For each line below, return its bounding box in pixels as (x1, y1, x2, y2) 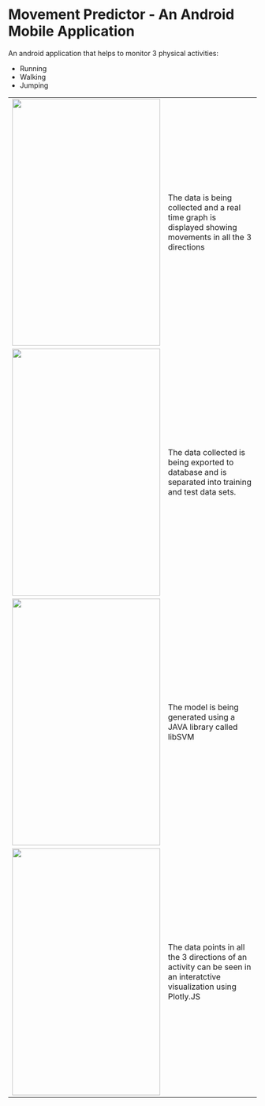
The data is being (168, 192, 233, 203)
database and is (168, 466, 227, 477)
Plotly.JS (168, 991, 201, 1002)
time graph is (168, 212, 217, 223)
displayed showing (168, 221, 238, 232)
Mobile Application (8, 22, 136, 40)
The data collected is (168, 446, 246, 457)
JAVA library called (168, 721, 238, 732)
